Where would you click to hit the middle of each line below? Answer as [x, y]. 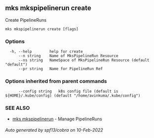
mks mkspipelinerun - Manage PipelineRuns [57, 119]
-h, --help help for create [46, 52]
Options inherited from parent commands [56, 81]
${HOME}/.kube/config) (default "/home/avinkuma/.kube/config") [73, 96]
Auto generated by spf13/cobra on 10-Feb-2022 [54, 130]
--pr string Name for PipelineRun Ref [60, 69]
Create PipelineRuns [26, 20]
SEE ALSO [18, 108]
